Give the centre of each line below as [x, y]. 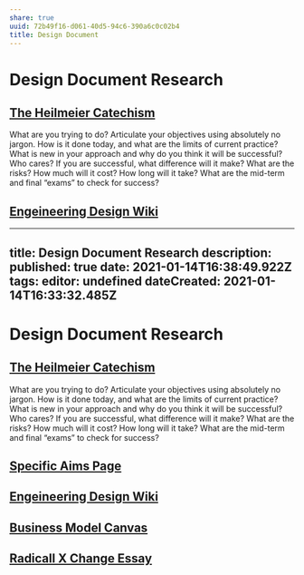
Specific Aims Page [66, 466]
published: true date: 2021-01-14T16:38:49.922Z [151, 267]
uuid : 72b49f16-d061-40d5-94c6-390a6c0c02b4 [95, 26]
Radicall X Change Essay [81, 559]
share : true [32, 18]
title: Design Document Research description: [141, 253]
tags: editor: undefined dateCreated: [115, 281]
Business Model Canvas [79, 527]
